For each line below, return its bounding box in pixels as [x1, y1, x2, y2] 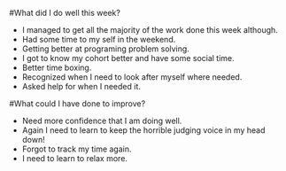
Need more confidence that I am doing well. [21, 115, 182, 126]
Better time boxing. [21, 62, 92, 73]
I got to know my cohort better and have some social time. [21, 53, 235, 63]
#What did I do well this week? [9, 8, 121, 18]
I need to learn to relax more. [21, 153, 128, 163]
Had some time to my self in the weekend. [21, 35, 176, 44]
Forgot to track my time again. [21, 144, 132, 154]
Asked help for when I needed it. [21, 82, 142, 91]
